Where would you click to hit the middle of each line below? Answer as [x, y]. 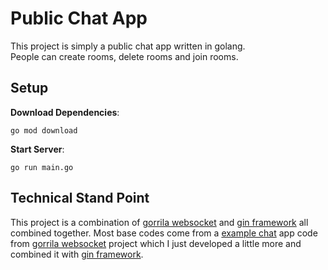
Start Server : [37, 149]
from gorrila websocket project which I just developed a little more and [156, 243]
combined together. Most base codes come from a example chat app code [164, 233]
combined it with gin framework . [77, 254]
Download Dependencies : [65, 112]
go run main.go [42, 167]
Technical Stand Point [80, 198]
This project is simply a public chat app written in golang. [128, 46]
